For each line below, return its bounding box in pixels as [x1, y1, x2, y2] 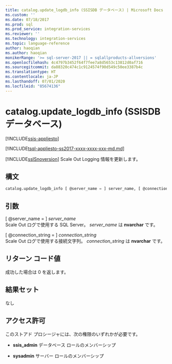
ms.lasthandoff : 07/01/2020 [5, 79, 66, 84]
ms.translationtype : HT [5, 70, 56, 75]
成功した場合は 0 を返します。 [5, 269, 69, 275]
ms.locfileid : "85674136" [5, 83, 60, 89]
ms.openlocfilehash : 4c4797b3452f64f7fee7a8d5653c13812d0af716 [5, 60, 143, 65]
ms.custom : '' [5, 12, 36, 17]
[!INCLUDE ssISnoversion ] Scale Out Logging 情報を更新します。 [5, 156, 141, 162]
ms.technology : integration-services [5, 36, 86, 41]
